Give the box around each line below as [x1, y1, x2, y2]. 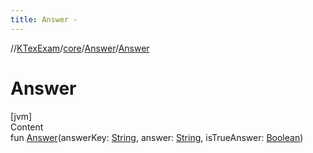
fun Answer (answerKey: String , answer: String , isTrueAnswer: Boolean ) [10, 131, 304, 143]
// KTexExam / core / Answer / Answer [10, 42, 150, 54]
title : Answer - [10, 14, 78, 25]
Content [10, 121, 44, 133]
